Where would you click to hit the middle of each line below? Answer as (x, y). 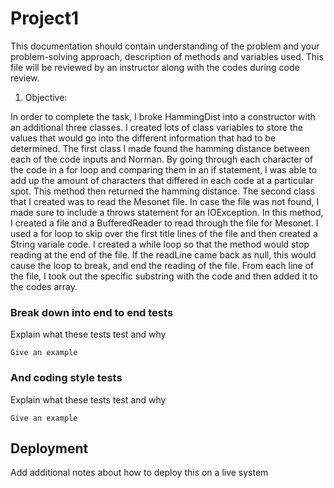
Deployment (49, 448)
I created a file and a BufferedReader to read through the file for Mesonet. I (164, 223)
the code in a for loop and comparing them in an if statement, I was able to (164, 169)
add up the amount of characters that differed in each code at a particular (162, 180)
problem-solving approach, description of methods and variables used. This (167, 56)
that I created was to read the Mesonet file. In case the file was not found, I (165, 201)
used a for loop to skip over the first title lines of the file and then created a (164, 233)
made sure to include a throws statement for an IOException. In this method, (167, 212)
